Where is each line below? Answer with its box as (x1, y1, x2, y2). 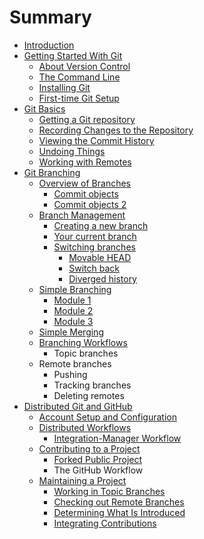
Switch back (68, 262, 120, 274)
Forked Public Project (53, 453, 143, 465)
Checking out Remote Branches (53, 496, 185, 508)
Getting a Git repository (38, 113, 136, 125)
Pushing (53, 368, 88, 380)
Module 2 (53, 304, 94, 316)
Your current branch (53, 230, 137, 242)
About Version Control (38, 60, 131, 72)
